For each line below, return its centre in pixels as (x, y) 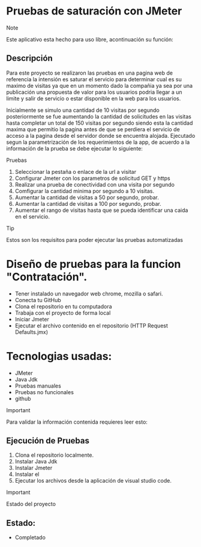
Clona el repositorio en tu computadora (63, 306)
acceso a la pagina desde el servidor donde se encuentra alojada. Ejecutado (101, 135)
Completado (30, 537)
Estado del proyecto (31, 504)
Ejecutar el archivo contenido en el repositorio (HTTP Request (91, 326)
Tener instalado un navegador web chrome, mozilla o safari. (89, 294)
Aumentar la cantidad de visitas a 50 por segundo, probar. (87, 197)
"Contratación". (47, 277)
